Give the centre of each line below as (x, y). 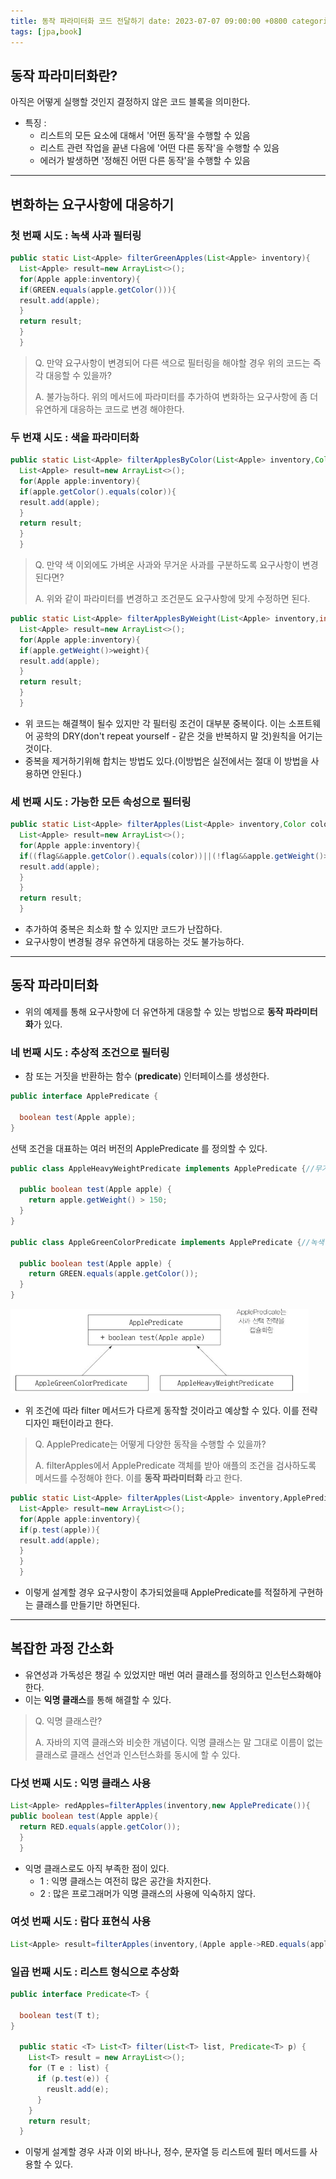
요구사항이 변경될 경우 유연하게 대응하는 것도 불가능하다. (134, 942)
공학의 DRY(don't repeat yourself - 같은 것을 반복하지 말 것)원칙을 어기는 (179, 736)
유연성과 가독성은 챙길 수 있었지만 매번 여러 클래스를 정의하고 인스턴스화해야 (173, 1674)
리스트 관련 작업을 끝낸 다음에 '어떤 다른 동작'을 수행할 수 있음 (159, 148)
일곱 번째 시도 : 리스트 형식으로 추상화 (95, 1972)
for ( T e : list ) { (69, 2068)
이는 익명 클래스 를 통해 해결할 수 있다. (98, 1699)
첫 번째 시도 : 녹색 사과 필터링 (76, 235)
